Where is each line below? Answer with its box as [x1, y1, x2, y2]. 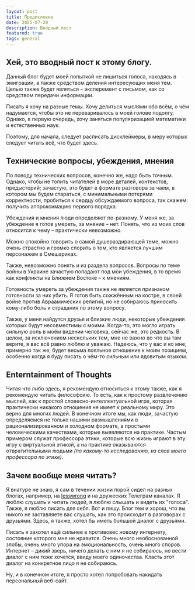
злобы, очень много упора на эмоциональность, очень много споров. [6, 541, 182, 548]
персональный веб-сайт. [6, 577, 68, 584]
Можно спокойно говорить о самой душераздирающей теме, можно [6, 238, 179, 245]
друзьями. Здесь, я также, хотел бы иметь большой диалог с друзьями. [6, 517, 186, 524]
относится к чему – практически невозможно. [6, 227, 123, 234]
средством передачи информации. [6, 91, 94, 98]
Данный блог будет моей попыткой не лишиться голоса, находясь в [6, 73, 177, 80]
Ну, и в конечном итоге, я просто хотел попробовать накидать [6, 571, 162, 578]
